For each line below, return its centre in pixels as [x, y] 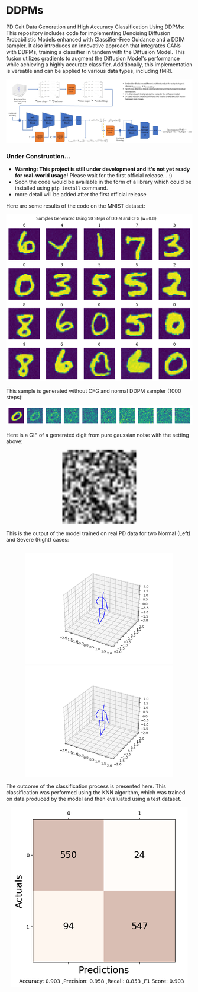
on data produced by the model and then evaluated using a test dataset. [94, 799]
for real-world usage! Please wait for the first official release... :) [93, 175]
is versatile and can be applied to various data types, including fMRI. [90, 71]
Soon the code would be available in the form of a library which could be [103, 182]
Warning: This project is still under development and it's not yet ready [102, 169]
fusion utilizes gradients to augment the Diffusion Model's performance [93, 58]
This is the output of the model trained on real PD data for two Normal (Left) [98, 533]
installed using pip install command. [61, 188]
